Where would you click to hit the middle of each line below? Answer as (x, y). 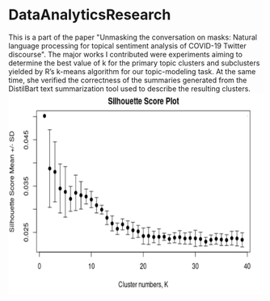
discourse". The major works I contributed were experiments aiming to (125, 54)
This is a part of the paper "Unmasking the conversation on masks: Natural (133, 37)
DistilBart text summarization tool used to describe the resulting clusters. (129, 88)
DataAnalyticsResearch (90, 15)
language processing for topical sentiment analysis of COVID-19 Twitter (127, 45)
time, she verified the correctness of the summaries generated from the (128, 80)
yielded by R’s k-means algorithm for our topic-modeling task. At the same (132, 71)
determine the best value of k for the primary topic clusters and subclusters (134, 63)
